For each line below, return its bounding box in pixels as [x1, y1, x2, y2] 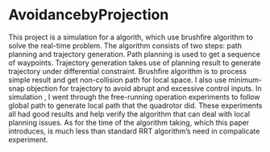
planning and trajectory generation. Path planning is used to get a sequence [8, 49, 260, 59]
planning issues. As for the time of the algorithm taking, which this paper [8, 117, 250, 127]
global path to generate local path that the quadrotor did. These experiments [8, 101, 263, 110]
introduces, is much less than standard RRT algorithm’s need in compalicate [8, 126, 260, 136]
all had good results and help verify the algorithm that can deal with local [8, 109, 251, 118]
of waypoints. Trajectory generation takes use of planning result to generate [8, 58, 261, 68]
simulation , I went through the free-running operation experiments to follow [8, 92, 260, 101]
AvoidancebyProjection [8, 6, 169, 24]
